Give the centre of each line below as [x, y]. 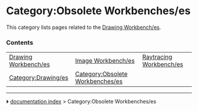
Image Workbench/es [105, 61]
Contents [20, 43]
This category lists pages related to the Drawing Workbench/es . [84, 27]
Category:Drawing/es [39, 78]
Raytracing [157, 57]
